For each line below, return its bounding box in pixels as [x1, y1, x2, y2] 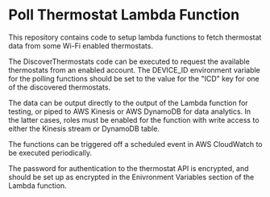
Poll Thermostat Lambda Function [8, 6, 240, 24]
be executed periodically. [8, 148, 93, 157]
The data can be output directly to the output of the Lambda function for [8, 98, 248, 107]
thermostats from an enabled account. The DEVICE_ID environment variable [8, 65, 260, 74]
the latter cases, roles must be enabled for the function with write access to [8, 115, 260, 124]
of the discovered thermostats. [8, 82, 111, 92]
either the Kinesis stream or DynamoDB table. [8, 124, 160, 133]
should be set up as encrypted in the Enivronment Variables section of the [8, 172, 255, 182]
